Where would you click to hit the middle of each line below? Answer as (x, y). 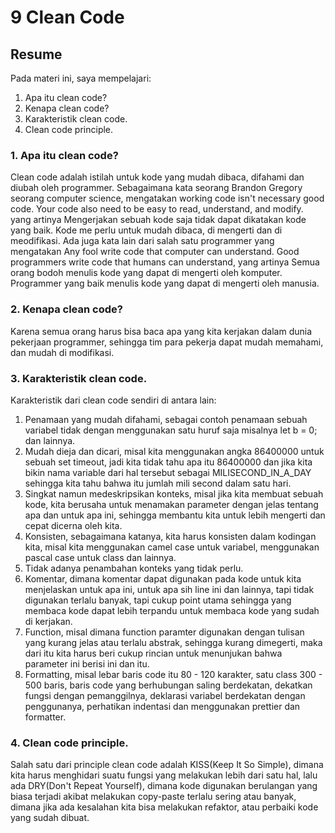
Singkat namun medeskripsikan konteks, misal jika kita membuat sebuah (174, 493)
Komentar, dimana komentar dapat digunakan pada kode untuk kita (163, 578)
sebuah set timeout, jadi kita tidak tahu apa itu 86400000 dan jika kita (168, 462)
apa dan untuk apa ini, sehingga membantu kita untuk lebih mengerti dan (175, 515)
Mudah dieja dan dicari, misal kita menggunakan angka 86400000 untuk (174, 451)
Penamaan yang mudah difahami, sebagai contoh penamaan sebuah (166, 419)
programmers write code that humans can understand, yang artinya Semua (165, 262)
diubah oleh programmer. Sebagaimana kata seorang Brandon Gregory (156, 188)
